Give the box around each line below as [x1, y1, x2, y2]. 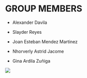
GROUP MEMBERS [5, 3, 83, 14]
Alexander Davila [12, 19, 47, 25]
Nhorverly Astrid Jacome [12, 48, 64, 54]
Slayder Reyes [12, 29, 42, 35]
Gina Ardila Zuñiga [12, 58, 51, 64]
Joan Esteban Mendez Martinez [12, 38, 78, 45]
